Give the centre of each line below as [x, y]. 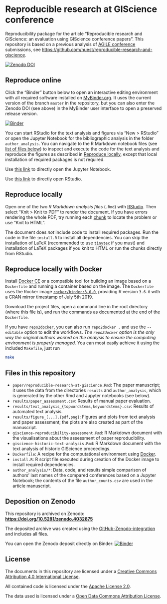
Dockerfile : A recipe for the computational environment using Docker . [84, 454]
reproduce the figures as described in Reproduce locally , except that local [81, 154]
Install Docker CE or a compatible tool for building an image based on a [78, 281]
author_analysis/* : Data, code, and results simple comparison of [79, 470]
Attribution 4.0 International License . [43, 577]
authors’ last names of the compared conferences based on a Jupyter [84, 475]
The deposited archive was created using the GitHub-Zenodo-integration [80, 529]
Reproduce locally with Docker [54, 269]
